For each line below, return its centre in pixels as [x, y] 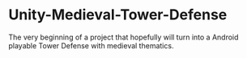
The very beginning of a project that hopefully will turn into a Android [123, 37]
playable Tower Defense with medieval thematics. [91, 45]
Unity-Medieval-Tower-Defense [118, 15]
